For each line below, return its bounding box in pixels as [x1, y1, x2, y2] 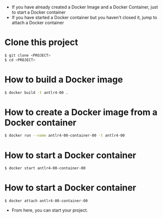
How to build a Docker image [4, 74, 123, 85]
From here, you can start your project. [11, 207, 88, 213]
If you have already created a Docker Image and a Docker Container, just [11, 4, 158, 10]
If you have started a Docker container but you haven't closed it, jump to [11, 15, 157, 20]
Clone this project [4, 37, 79, 48]
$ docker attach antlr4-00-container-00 [4, 198, 88, 203]
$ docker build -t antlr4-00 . [4, 90, 68, 95]
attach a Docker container [11, 20, 64, 25]
